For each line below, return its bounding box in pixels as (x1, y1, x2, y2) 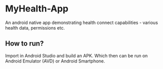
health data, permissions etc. (5, 24, 65, 30)
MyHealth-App (5, 3, 68, 14)
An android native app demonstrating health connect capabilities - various (5, 19, 158, 25)
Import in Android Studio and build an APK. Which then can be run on (5, 52, 148, 58)
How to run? (5, 39, 44, 48)
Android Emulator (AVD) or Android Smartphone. (5, 58, 105, 64)
